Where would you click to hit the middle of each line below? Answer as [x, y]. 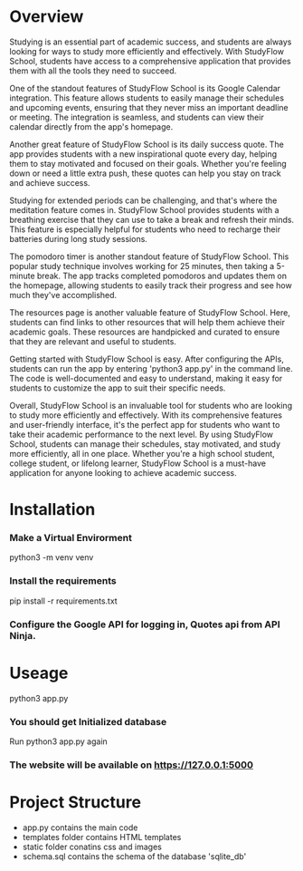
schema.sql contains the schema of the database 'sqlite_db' [134, 856]
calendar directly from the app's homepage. [91, 126]
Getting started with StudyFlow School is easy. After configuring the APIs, [147, 359]
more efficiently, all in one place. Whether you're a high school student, [142, 453]
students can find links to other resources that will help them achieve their [147, 322]
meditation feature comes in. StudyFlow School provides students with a [144, 209]
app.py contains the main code [80, 827]
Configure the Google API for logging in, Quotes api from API [145, 624]
